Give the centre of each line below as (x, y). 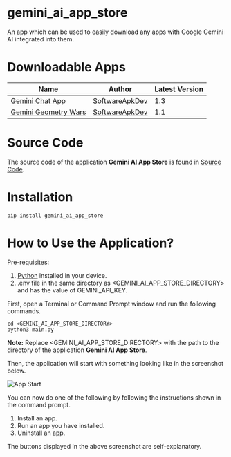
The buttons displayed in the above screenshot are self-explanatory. (104, 446)
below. (17, 371)
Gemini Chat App (38, 100)
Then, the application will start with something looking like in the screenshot (115, 363)
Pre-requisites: (28, 262)
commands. (24, 311)
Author (120, 89)
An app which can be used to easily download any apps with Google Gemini (115, 32)
